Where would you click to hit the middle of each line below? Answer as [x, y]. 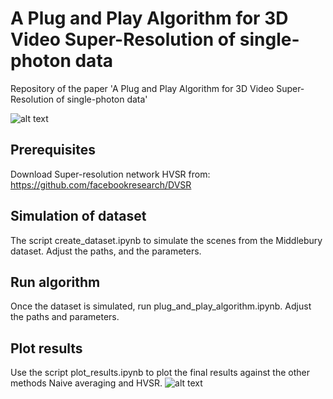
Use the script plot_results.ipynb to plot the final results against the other [160, 373]
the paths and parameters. [65, 317]
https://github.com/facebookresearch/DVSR [101, 184]
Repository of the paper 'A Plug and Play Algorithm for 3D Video [142, 88]
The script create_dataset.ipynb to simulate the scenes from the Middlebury [166, 240]
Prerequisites [53, 150]
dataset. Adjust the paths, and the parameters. [106, 251]
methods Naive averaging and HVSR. [86, 383]
